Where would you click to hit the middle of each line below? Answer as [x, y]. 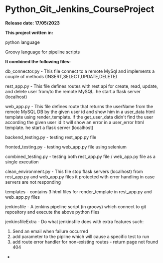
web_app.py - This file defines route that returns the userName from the [79, 106]
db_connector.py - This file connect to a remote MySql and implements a [80, 71]
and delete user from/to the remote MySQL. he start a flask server [73, 91]
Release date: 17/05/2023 [32, 23]
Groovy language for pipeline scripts [43, 52]
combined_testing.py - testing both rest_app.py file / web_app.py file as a [81, 156]
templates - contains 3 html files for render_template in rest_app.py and [79, 192]
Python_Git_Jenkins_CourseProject [80, 9]
